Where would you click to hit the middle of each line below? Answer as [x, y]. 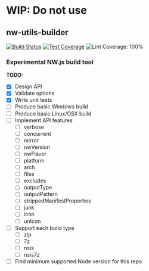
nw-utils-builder [37, 32]
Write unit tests [33, 100]
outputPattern [41, 194]
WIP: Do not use [47, 10]
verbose [34, 127]
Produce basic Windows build [51, 107]
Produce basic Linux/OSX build [53, 113]
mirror [31, 140]
